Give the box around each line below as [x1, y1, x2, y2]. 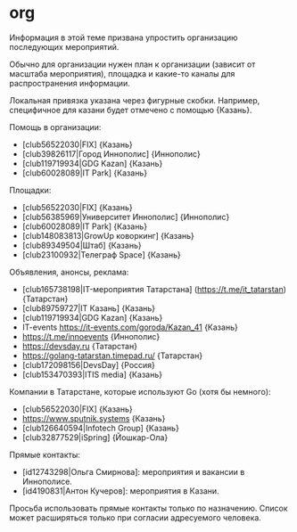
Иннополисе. [21, 476, 73, 487]
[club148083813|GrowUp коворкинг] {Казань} [21, 230, 194, 241]
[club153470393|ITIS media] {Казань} [21, 369, 163, 380]
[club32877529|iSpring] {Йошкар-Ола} [21, 431, 169, 443]
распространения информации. [9, 78, 131, 88]
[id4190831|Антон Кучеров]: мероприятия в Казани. [21, 485, 220, 496]
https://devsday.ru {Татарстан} [21, 340, 138, 351]
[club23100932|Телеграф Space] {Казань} [21, 249, 181, 260]
